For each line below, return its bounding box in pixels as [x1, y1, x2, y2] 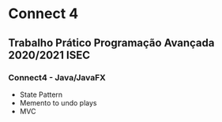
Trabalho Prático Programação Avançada [8, 36, 215, 50]
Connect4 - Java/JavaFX [8, 72, 107, 83]
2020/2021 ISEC [8, 48, 91, 61]
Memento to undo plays [19, 98, 97, 107]
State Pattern [19, 90, 63, 99]
